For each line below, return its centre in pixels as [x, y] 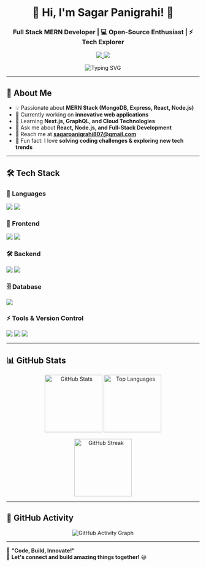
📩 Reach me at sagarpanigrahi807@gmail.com [76, 134]
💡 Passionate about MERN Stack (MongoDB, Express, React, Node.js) [105, 108]
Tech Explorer [103, 42]
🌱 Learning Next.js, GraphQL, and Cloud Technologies [85, 121]
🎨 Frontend [23, 223]
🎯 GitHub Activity [40, 518]
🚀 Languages [26, 194]
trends [24, 147]
